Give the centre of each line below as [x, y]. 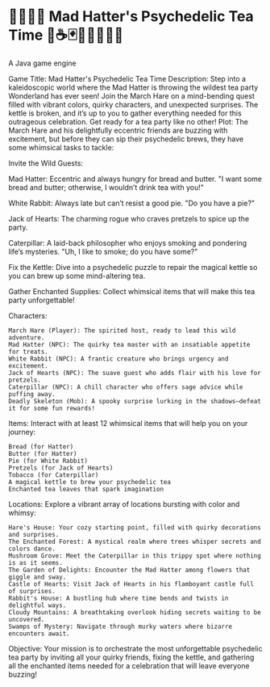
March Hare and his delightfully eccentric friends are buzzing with [118, 130]
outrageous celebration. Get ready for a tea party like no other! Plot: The [128, 121]
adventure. [27, 337]
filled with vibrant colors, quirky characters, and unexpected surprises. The [133, 104]
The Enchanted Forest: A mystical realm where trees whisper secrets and [135, 542]
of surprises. [32, 591]
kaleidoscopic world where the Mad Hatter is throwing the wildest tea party [133, 87]
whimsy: [22, 512]
